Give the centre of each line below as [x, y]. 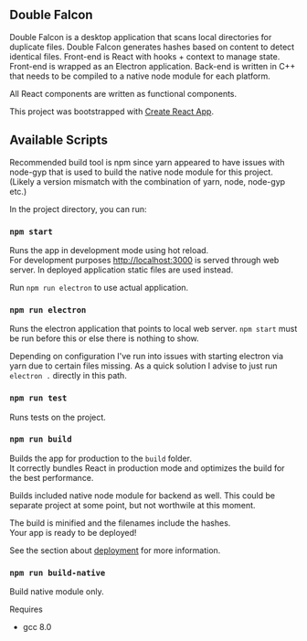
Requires [26, 609]
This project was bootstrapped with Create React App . [112, 111]
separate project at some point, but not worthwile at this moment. [132, 505]
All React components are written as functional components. [123, 93]
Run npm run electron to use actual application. [99, 287]
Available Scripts [58, 140]
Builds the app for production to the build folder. [101, 458]
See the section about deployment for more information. [115, 550]
